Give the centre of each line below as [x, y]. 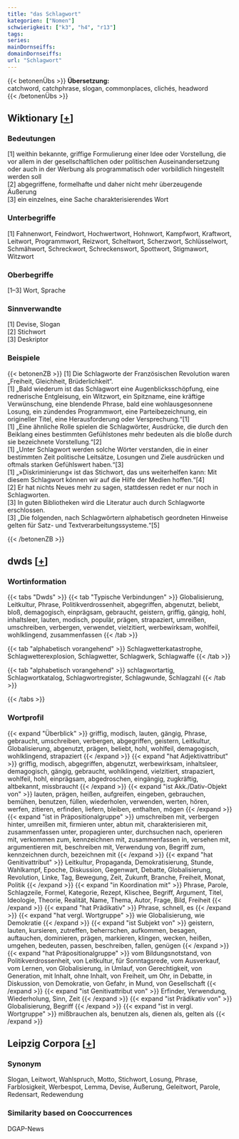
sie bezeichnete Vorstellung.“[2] [55, 441]
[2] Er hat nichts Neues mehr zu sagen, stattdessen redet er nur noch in [113, 487]
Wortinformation [37, 581]
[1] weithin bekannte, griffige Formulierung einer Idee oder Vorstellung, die [117, 154]
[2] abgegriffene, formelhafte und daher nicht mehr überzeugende [105, 184]
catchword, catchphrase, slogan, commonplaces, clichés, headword [108, 88]
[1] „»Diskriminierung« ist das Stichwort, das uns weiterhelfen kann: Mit [112, 472]
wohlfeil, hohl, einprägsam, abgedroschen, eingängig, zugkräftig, [103, 779]
